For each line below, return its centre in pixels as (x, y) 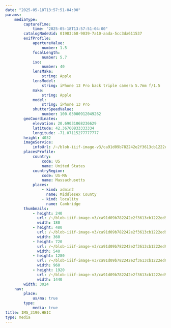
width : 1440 (50, 279)
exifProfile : (37, 39)
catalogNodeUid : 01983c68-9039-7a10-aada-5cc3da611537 (83, 34)
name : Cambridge (63, 204)
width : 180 (49, 223)
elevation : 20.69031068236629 (64, 123)
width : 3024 (36, 284)
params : (13, 15)
